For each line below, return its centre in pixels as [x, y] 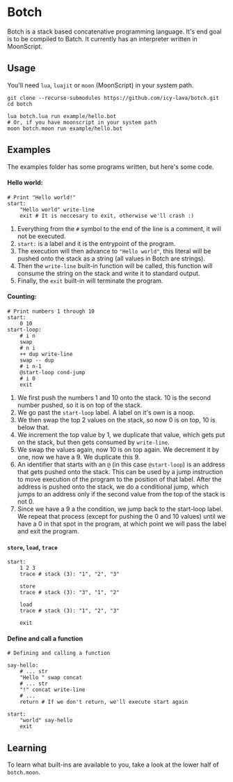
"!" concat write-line [53, 690]
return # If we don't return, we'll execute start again [104, 702]
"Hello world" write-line [57, 209]
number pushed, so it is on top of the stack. [80, 405]
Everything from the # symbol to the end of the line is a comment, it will [119, 228]
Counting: [22, 297]
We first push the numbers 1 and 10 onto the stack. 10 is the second [114, 397]
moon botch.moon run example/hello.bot [65, 128]
